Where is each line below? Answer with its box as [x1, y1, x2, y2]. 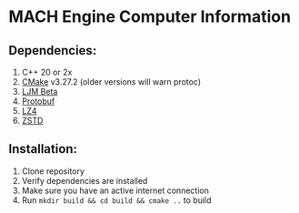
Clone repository [21, 166, 85, 177]
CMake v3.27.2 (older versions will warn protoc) [21, 76, 202, 87]
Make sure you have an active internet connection [21, 185, 210, 196]
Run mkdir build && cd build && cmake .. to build [21, 194, 212, 206]
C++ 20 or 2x [21, 66, 73, 77]
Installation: [8, 141, 78, 157]
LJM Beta [21, 86, 58, 96]
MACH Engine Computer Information [8, 6, 292, 27]
